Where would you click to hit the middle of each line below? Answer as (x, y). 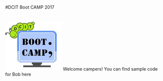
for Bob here (18, 75)
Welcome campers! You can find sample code (110, 69)
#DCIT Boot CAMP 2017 (30, 7)
